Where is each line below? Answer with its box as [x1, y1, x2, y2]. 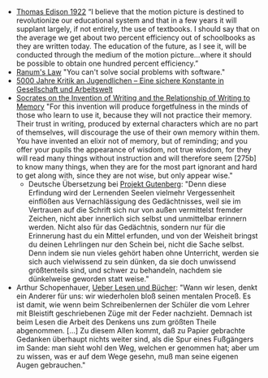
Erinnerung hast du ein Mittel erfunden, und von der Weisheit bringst [28, 231, 258, 240]
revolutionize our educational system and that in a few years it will [15, 15, 237, 25]
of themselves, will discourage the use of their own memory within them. [15, 127, 260, 137]
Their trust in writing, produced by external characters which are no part [15, 119, 258, 128]
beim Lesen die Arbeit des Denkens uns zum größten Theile [15, 317, 217, 327]
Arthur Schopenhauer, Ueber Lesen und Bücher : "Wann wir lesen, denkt [15, 283, 258, 292]
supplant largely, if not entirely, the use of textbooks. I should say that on [15, 24, 260, 33]
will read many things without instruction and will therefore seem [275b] [15, 153, 257, 163]
